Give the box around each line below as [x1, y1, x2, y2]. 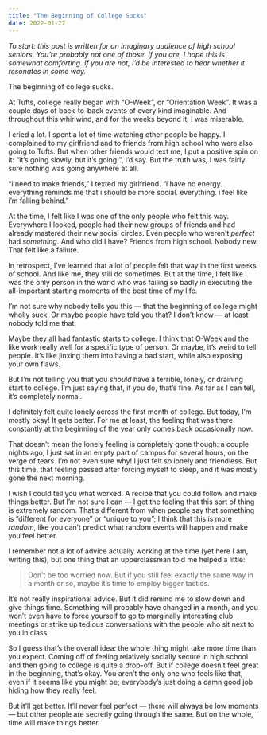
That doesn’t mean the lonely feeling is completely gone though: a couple [8, 439, 250, 448]
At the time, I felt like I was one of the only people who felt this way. [8, 211, 230, 221]
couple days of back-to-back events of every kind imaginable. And [8, 105, 227, 115]
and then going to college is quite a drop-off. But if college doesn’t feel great [8, 660, 259, 670]
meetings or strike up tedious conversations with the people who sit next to [8, 619, 255, 629]
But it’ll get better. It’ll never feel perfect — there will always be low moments [8, 701, 259, 710]
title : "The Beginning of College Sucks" [8, 11, 148, 20]
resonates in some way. [8, 66, 87, 76]
